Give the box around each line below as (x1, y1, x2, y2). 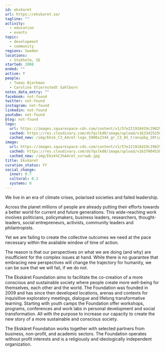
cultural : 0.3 (9, 176, 38, 181)
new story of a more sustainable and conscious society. (5, 316, 118, 322)
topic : (5, 35, 19, 40)
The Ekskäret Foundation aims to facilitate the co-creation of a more (5, 274, 143, 280)
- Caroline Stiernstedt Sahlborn (9, 85, 78, 90)
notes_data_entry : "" (5, 89, 50, 94)
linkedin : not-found (5, 108, 48, 113)
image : (5, 140, 19, 145)
